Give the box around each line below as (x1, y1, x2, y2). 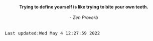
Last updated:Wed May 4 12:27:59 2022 (5, 30, 100, 36)
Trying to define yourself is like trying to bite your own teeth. (19, 4, 148, 9)
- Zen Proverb (69, 14, 98, 20)
